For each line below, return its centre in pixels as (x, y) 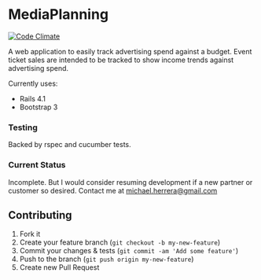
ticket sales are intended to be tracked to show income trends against (121, 60)
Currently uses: (33, 83)
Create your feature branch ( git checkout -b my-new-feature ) (120, 242)
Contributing (40, 215)
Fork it (30, 234)
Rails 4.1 (32, 98)
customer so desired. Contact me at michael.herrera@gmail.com (113, 190)
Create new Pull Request (59, 267)
